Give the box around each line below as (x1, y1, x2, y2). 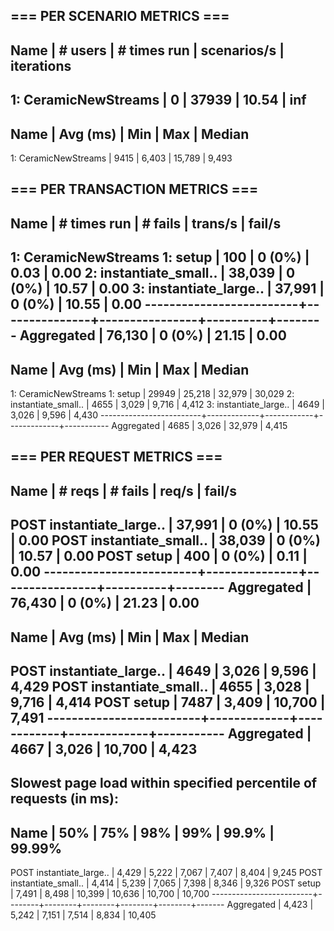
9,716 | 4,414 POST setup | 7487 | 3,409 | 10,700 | (10, 694, 326, 711)
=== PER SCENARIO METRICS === (10, 8, 230, 25)
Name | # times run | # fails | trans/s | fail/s (10, 215, 282, 232)
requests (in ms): (10, 790, 119, 808)
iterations (10, 57, 72, 74)
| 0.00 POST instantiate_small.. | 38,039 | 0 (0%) (10, 532, 321, 549)
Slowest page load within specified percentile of (10, 775, 318, 792)
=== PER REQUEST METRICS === (10, 449, 223, 466)
